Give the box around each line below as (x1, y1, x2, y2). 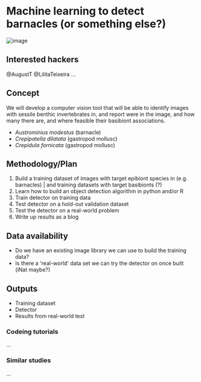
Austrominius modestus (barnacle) (14, 129, 101, 136)
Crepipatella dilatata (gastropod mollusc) (14, 135, 118, 142)
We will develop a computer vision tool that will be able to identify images (6, 104, 189, 111)
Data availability (6, 231, 68, 241)
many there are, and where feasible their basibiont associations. (6, 116, 166, 124)
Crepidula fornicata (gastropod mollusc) (14, 141, 116, 148)
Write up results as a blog (14, 213, 79, 221)
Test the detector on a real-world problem (14, 207, 120, 214)
